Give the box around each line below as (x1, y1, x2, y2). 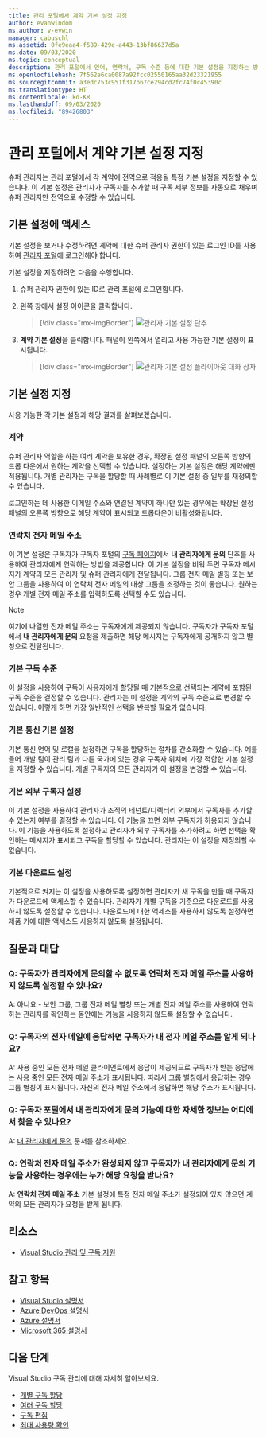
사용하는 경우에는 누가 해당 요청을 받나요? (25, 1170, 175, 1181)
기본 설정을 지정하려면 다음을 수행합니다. (8, 267, 133, 277)
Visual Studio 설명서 (19, 1295, 85, 1305)
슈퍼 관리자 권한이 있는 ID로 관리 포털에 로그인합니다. (19, 284, 184, 294)
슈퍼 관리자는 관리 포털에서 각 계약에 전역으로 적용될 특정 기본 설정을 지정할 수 (8, 172, 250, 181)
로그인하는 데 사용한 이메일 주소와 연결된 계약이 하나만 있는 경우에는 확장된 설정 (8, 498, 254, 508)
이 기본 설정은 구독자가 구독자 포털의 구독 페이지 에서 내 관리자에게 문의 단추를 (8, 550, 248, 559)
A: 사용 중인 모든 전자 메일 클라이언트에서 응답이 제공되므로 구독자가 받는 (8, 1063, 233, 1073)
